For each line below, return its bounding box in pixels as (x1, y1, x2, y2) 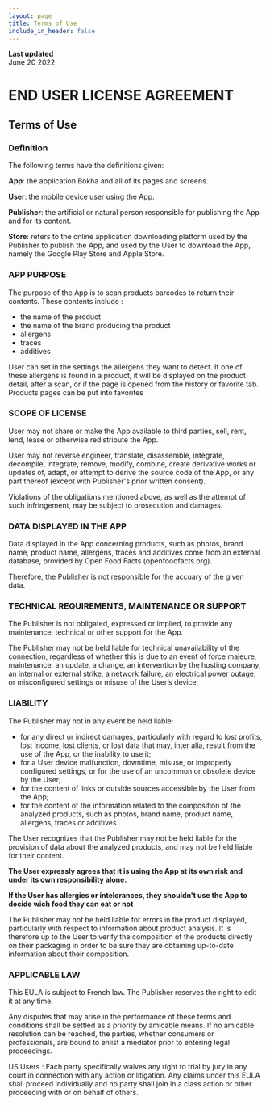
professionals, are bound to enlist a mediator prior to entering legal (8, 1038, 231, 1048)
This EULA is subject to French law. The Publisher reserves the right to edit (8, 988, 257, 997)
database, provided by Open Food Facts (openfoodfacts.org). (8, 556, 212, 566)
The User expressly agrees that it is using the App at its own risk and (8, 866, 243, 875)
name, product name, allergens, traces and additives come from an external (8, 547, 260, 558)
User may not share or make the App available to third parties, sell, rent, (8, 426, 247, 436)
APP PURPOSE (8, 269, 67, 280)
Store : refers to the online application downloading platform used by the (8, 232, 248, 242)
